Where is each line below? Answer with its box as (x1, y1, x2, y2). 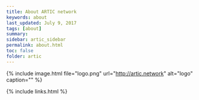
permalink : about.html (6, 43, 63, 49)
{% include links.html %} (6, 87, 68, 95)
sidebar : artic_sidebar (6, 37, 66, 43)
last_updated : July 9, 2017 (6, 20, 77, 26)
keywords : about (6, 14, 47, 20)
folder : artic (6, 53, 42, 59)
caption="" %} (6, 76, 43, 83)
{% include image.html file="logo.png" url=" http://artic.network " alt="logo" (6, 69, 193, 77)
